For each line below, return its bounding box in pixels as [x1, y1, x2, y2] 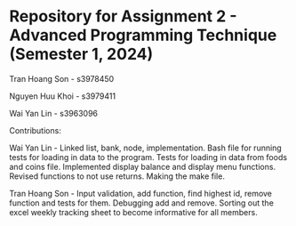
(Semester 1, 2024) [9, 44, 154, 64]
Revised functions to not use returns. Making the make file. [9, 171, 225, 182]
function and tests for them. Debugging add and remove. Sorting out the [9, 198, 274, 208]
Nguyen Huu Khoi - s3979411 [9, 91, 116, 101]
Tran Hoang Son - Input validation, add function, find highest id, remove [9, 188, 273, 198]
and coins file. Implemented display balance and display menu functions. [9, 161, 276, 172]
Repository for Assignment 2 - [9, 6, 237, 27]
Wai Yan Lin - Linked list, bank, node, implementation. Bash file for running [9, 142, 282, 153]
